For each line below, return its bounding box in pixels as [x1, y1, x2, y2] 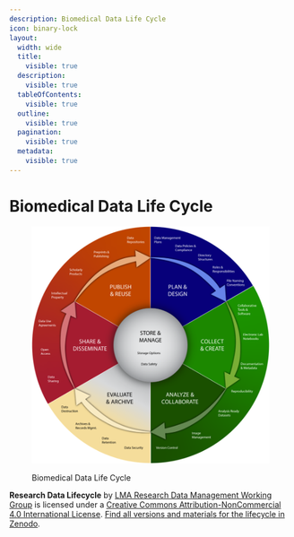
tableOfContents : [17, 90, 82, 99]
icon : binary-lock [9, 23, 78, 33]
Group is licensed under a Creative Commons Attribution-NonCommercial [9, 499, 281, 510]
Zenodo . [9, 518, 40, 529]
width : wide [17, 43, 63, 52]
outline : [17, 108, 50, 118]
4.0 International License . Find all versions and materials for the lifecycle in [9, 509, 285, 520]
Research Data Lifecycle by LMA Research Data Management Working [9, 489, 272, 501]
